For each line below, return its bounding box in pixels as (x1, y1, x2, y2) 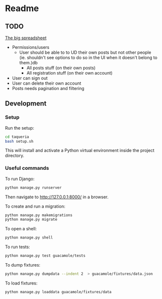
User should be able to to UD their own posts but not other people (19, 49, 151, 55)
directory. (5, 153, 24, 159)
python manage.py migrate (5, 217, 57, 222)
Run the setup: (5, 125, 34, 131)
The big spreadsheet (5, 35, 47, 41)
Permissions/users (12, 45, 49, 50)
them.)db (19, 60, 38, 65)
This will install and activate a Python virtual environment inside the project (5, 148, 155, 153)
